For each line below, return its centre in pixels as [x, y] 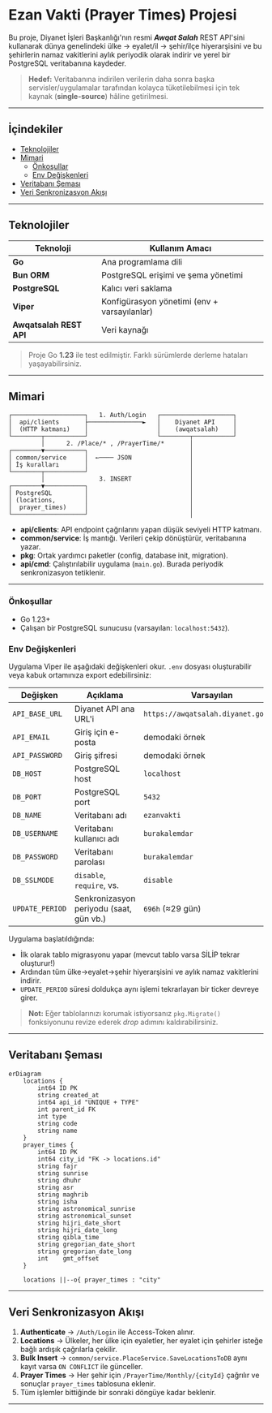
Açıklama [105, 695]
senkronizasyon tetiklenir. [63, 573]
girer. [29, 997]
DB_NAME [27, 815]
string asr [56, 1187]
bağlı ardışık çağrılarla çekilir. [68, 1349]
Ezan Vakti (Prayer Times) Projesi [123, 15]
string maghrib [63, 1195]
